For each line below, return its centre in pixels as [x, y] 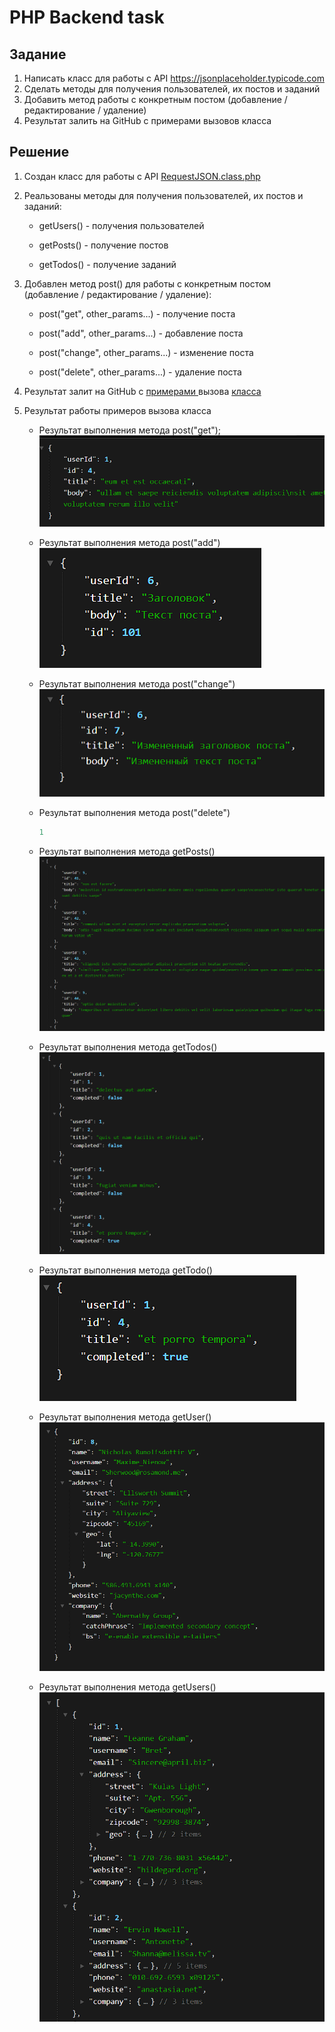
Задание [38, 54]
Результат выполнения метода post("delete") [134, 813]
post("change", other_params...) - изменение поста [146, 352]
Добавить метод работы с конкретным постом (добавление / [155, 99]
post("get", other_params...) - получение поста [137, 313]
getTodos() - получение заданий [107, 264]
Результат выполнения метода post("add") [129, 543]
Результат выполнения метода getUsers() [127, 1687]
